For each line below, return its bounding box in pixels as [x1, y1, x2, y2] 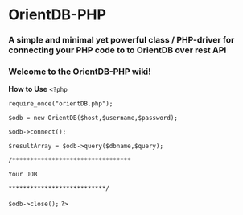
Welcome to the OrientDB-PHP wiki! [8, 66, 151, 77]
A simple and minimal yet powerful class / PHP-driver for [8, 35, 235, 46]
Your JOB [8, 171, 38, 179]
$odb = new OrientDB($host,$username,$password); [8, 114, 179, 122]
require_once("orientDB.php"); [8, 100, 113, 108]
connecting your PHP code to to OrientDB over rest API [8, 44, 227, 56]
